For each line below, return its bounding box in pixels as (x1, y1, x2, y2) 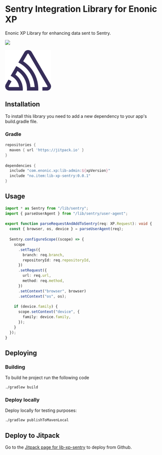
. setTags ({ (18, 247, 41, 252)
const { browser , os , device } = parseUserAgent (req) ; (9, 227, 124, 232)
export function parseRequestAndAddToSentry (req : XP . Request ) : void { (5, 221, 152, 226)
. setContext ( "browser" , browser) (18, 289, 87, 294)
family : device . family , (23, 315, 71, 320)
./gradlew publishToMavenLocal (5, 418, 69, 423)
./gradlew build (5, 385, 38, 390)
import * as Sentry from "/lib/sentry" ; (5, 206, 89, 211)
